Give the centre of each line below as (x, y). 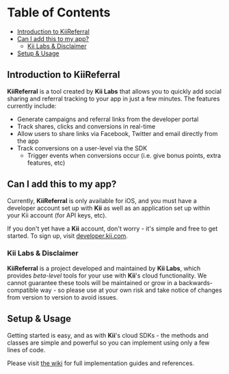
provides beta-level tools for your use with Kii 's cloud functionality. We (107, 276)
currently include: (32, 106)
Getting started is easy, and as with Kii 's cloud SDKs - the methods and (108, 335)
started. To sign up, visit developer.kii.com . (68, 236)
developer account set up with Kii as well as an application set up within (109, 208)
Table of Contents (59, 13)
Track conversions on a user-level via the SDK (82, 148)
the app (28, 141)
